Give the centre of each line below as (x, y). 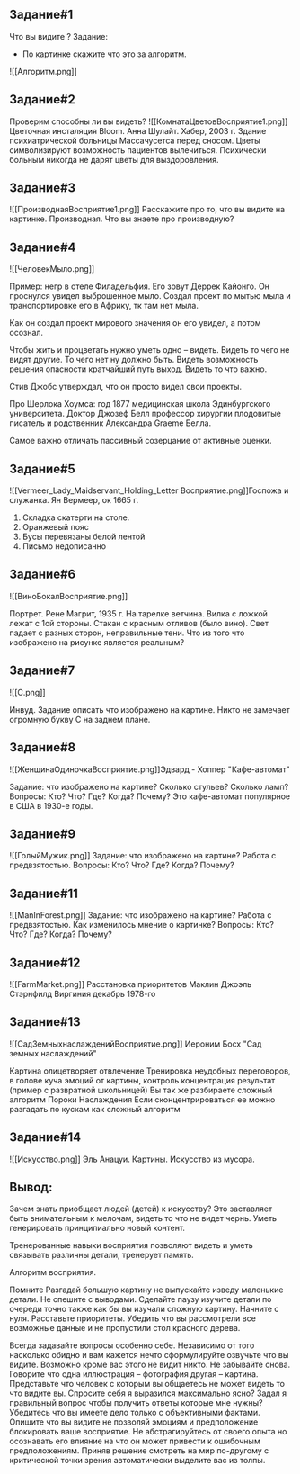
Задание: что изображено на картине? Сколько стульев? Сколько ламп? (149, 786)
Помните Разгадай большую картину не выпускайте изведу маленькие (146, 1290)
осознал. (26, 333)
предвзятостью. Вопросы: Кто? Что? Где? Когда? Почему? (122, 865)
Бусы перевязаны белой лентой (84, 537)
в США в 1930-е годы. (51, 805)
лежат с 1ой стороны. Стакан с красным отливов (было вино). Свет (139, 623)
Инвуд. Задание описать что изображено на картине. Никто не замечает (150, 709)
